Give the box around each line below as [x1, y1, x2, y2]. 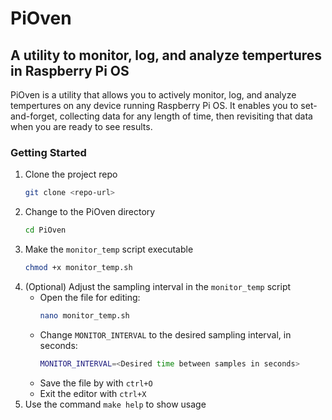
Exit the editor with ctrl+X [39, 387, 147, 399]
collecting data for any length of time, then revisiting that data [59, 110, 313, 122]
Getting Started [10, 145, 87, 159]
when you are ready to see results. [10, 121, 153, 132]
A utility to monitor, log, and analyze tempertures [10, 47, 323, 64]
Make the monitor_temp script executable [24, 243, 194, 256]
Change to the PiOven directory [24, 206, 156, 218]
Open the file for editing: [39, 291, 141, 303]
